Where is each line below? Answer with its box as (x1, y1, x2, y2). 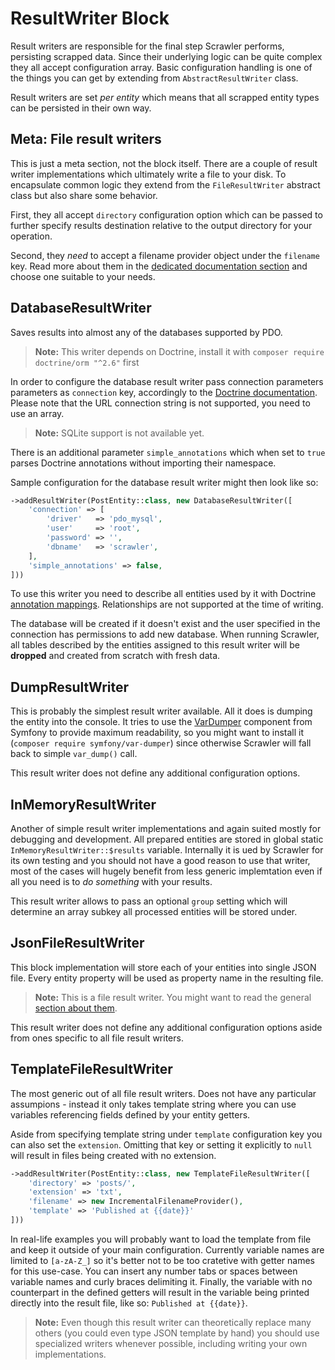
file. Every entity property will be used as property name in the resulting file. (10, 972, 324, 984)
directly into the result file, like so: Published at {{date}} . (10, 1297, 248, 1309)
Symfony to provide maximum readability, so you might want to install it (10, 727, 305, 739)
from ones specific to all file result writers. (10, 1032, 184, 1044)
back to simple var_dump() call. (10, 748, 138, 760)
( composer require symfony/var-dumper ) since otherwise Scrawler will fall (10, 737, 312, 749)
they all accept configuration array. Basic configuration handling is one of (10, 61, 313, 73)
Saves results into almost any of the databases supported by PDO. (10, 326, 283, 338)
